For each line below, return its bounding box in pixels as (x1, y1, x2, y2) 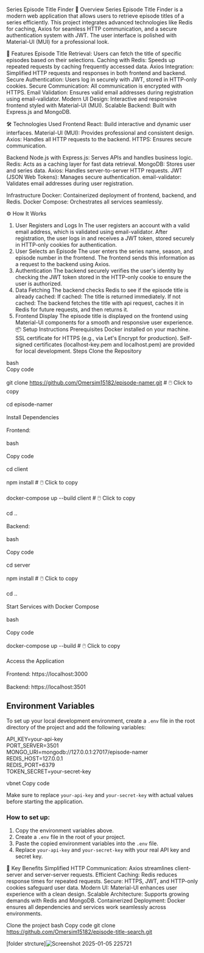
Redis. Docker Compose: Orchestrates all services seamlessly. (6, 198, 163, 205)
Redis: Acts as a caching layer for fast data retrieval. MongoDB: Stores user (6, 160, 195, 168)
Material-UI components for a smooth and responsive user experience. (15, 319, 194, 326)
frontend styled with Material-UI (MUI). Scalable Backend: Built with (6, 102, 177, 109)
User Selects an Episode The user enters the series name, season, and (15, 247, 194, 255)
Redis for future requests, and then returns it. (15, 306, 129, 313)
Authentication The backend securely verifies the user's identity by (15, 267, 184, 274)
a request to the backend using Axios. (15, 261, 111, 267)
